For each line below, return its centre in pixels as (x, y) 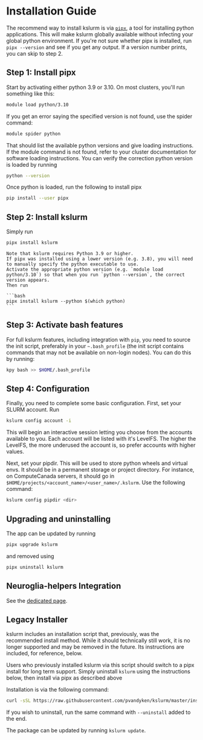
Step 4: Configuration (48, 389)
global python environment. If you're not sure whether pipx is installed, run (99, 41)
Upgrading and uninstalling (59, 519)
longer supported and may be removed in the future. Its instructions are (95, 647)
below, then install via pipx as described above (64, 678)
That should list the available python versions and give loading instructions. (100, 145)
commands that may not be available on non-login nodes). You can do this (99, 352)
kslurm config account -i (39, 421)
